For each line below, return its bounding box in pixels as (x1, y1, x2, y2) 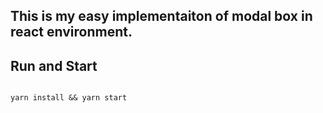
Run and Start (10, 57, 98, 74)
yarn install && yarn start (10, 93, 128, 103)
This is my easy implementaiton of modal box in (10, 8, 313, 25)
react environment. (10, 24, 133, 41)
